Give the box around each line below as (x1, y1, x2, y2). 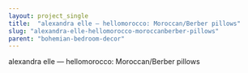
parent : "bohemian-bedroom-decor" (8, 34, 126, 43)
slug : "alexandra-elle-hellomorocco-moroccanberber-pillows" (8, 27, 220, 35)
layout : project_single (8, 11, 89, 20)
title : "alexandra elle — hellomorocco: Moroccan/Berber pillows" (8, 19, 242, 28)
